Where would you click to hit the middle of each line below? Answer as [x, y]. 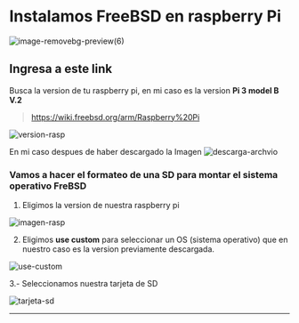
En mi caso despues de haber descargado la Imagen [105, 151]
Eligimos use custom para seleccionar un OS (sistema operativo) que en [155, 240]
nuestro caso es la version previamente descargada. [118, 249]
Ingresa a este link [61, 69]
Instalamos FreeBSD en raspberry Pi [145, 16]
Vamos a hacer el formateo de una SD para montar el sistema [144, 174]
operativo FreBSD [48, 186]
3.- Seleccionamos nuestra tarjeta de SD [84, 284]
